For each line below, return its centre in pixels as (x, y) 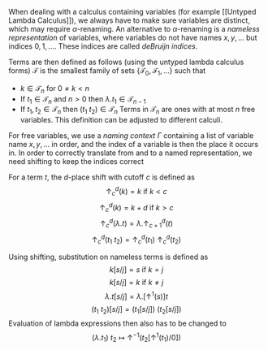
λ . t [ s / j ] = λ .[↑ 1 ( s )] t (136, 296)
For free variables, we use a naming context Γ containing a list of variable (131, 136)
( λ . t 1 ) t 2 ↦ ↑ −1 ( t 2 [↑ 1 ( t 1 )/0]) (136, 338)
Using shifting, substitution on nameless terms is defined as (108, 257)
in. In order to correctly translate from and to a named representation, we (131, 153)
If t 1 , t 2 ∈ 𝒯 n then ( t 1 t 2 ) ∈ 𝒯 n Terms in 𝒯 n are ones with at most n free (138, 110)
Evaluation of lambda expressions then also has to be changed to (118, 323)
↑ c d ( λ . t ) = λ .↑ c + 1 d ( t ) (136, 223)
